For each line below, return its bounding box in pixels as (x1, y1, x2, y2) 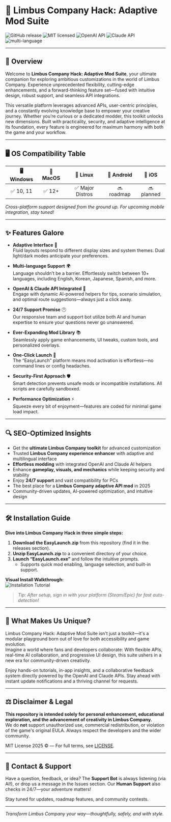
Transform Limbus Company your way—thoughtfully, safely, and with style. (5, 811, 164, 817)
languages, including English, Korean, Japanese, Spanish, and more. (12, 276, 157, 282)
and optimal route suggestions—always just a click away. (12, 296, 133, 302)
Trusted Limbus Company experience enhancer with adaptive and (12, 450, 154, 457)
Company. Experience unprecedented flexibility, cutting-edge (5, 81, 135, 88)
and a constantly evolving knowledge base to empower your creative (5, 107, 150, 114)
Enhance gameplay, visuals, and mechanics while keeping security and (12, 467, 164, 473)
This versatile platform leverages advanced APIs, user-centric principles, (5, 102, 158, 108)
